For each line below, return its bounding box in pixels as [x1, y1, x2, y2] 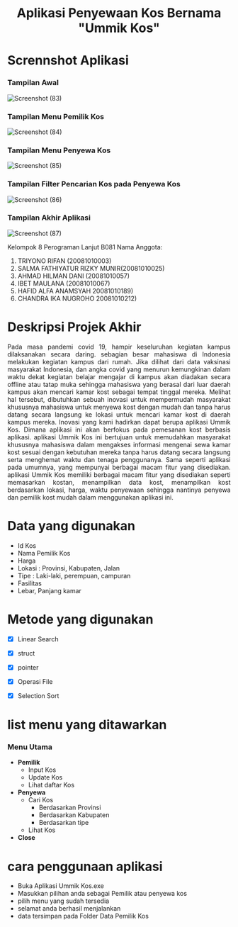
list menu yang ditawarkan [7, 717, 167, 733]
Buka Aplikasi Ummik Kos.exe [17, 882, 104, 890]
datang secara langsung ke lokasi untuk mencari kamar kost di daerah [7, 410, 231, 419]
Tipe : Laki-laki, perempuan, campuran [17, 571, 131, 580]
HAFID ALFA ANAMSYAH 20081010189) [17, 286, 134, 295]
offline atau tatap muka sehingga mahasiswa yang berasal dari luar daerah [7, 380, 231, 388]
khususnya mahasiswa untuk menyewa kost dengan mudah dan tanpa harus [7, 403, 231, 411]
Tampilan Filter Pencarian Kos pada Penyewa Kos [7, 179, 181, 189]
